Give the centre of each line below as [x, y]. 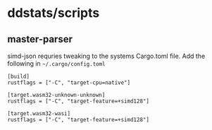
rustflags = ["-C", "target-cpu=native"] [69, 83]
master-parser [40, 39]
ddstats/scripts [54, 13]
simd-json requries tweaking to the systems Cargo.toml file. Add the [106, 56]
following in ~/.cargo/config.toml [56, 64]
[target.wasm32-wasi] [39, 114]
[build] [19, 76]
